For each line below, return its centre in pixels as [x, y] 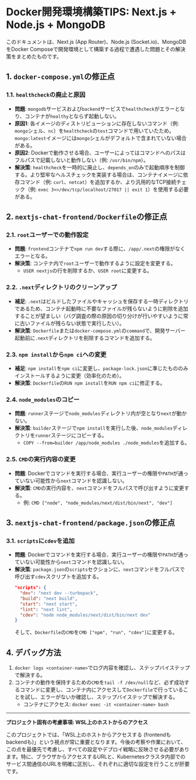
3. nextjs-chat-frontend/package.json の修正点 [90, 523]
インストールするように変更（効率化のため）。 [69, 375]
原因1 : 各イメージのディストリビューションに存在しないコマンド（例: [97, 123]
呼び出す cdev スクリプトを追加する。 [58, 577]
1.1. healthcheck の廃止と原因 [46, 95]
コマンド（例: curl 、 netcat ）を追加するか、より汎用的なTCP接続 [98, 182]
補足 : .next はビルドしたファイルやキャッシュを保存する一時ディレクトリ [101, 301]
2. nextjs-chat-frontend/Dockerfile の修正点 [87, 217]
